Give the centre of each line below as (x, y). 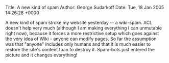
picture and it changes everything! (41, 55)
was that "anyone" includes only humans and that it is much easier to (78, 44)
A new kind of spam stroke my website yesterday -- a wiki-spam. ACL (79, 23)
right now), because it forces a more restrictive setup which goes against (82, 33)
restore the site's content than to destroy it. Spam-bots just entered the (80, 50)
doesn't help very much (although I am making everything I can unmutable (84, 28)
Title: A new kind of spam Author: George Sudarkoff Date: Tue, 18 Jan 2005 (85, 7)
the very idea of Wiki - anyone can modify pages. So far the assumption (81, 39)
